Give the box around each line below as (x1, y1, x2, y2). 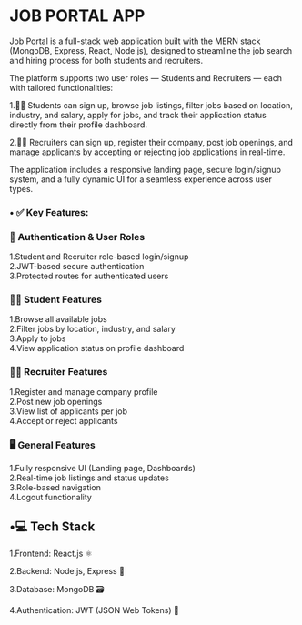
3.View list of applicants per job (9, 406, 128, 417)
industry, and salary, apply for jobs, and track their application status (9, 109, 267, 120)
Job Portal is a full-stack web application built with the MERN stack (9, 35, 261, 46)
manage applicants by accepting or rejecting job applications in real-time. (9, 146, 286, 157)
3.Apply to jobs (9, 333, 66, 344)
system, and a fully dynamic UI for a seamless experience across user (9, 174, 273, 185)
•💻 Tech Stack (9, 519, 96, 535)
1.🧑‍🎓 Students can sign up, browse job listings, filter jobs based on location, (9, 99, 293, 110)
